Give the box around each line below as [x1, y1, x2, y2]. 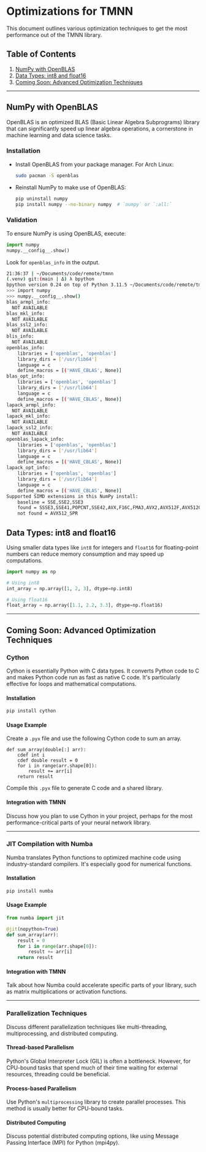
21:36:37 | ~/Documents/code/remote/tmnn [6, 270, 114, 277]
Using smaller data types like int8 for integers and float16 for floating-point [6, 543, 199, 551]
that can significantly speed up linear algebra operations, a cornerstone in [6, 125, 193, 132]
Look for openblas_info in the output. [6, 258, 100, 266]
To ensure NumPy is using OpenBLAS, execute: [6, 229, 126, 237]
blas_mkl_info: [6, 310, 45, 317]
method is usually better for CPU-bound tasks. [6, 1105, 124, 1112]
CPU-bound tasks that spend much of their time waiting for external [6, 1063, 178, 1071]
